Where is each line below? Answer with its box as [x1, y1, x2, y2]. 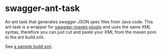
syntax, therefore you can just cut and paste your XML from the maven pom [5, 29, 157, 35]
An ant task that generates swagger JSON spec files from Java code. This [5, 19, 153, 25]
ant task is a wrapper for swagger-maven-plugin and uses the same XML [5, 24, 151, 29]
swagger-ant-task [5, 3, 80, 14]
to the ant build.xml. [5, 34, 45, 40]
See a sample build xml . [5, 43, 53, 49]
